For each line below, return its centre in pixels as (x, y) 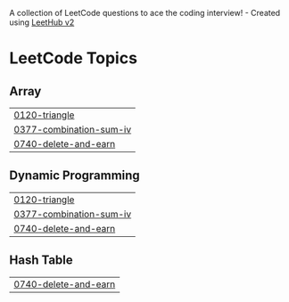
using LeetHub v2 (42, 22)
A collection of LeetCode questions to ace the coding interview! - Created (145, 13)
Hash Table (41, 261)
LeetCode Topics (74, 58)
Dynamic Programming (74, 176)
